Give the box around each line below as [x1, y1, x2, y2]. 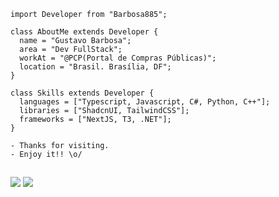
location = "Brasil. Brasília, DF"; [19, 62, 172, 72]
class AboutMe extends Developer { [10, 27, 159, 37]
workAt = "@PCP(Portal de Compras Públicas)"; [19, 53, 217, 63]
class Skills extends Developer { [10, 88, 155, 98]
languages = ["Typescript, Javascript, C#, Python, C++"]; [19, 97, 271, 107]
